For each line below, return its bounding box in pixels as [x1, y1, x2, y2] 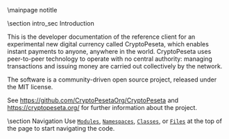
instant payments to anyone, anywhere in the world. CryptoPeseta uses [7, 48, 212, 55]
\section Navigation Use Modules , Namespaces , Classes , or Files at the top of [7, 117, 222, 125]
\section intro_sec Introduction [7, 19, 95, 27]
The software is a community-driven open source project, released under [7, 75, 217, 84]
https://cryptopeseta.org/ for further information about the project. [7, 104, 198, 111]
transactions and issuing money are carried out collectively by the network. [7, 62, 223, 70]
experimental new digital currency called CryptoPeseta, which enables [7, 40, 210, 48]
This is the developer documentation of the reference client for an [7, 33, 196, 41]
